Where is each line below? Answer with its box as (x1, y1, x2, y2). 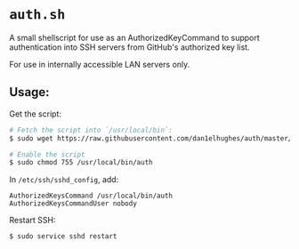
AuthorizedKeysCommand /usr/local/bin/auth (9, 191, 174, 201)
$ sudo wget (9, 133, 53, 143)
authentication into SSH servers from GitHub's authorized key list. (9, 42, 251, 52)
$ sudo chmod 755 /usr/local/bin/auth (9, 158, 153, 167)
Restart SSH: (9, 215, 56, 226)
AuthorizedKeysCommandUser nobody (9, 199, 138, 208)
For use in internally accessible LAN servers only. (9, 59, 190, 69)
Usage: (9, 84, 51, 100)
